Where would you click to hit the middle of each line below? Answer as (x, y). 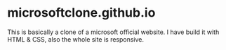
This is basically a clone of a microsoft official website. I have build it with (113, 32)
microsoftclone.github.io (81, 13)
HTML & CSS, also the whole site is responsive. (76, 39)
